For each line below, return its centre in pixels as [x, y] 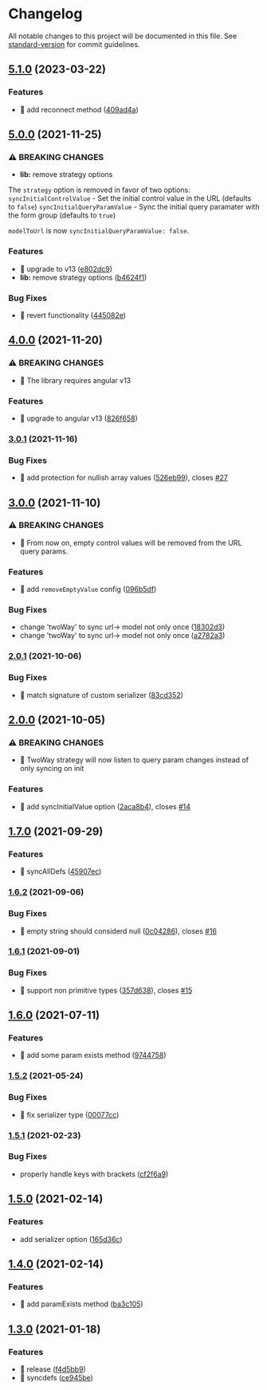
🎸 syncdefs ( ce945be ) [57, 1377]
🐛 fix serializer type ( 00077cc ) [69, 1114]
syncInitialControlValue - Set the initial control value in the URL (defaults [130, 198]
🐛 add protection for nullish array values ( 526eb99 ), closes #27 [124, 478]
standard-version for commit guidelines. [74, 44]
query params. [44, 551]
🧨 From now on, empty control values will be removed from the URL [131, 542]
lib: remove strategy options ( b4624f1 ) [83, 277]
